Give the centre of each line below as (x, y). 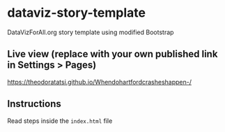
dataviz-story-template (77, 13)
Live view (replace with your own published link (113, 54)
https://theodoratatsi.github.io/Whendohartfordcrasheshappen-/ (100, 82)
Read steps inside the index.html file (60, 121)
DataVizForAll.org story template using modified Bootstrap (91, 32)
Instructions (34, 104)
